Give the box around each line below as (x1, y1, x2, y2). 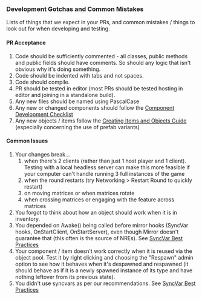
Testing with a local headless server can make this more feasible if (24, 163, 191, 171)
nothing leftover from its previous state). (15, 273, 116, 280)
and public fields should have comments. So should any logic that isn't (15, 59, 191, 66)
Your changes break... (15, 150, 71, 158)
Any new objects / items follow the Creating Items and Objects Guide (15, 117, 187, 124)
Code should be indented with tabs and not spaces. (15, 72, 144, 79)
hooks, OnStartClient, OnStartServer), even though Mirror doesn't (15, 228, 179, 235)
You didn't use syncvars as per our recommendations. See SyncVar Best (15, 280, 196, 287)
